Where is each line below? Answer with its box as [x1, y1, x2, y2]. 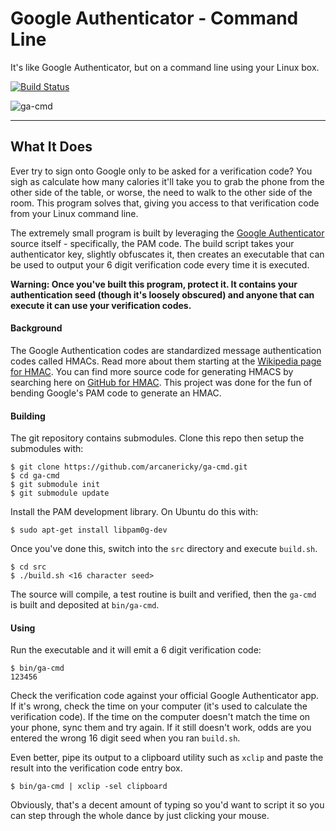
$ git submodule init [10, 480, 101, 490]
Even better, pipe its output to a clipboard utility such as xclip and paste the [10, 752, 324, 764]
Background [10, 322, 63, 334]
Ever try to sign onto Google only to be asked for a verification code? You [10, 165, 313, 177]
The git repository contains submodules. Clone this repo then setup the [10, 432, 305, 444]
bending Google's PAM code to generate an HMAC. [10, 387, 222, 399]
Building [10, 410, 46, 422]
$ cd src [10, 562, 47, 572]
